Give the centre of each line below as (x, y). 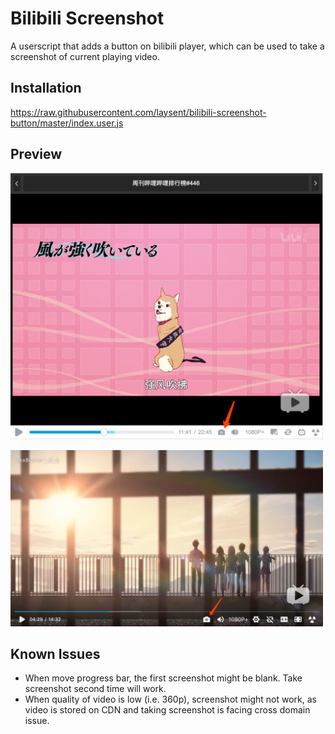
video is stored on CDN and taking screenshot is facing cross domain (167, 710)
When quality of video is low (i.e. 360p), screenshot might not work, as (171, 699)
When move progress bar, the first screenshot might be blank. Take (163, 678)
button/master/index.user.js (67, 123)
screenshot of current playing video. (85, 56)
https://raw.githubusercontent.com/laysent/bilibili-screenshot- (138, 112)
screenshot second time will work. (95, 689)
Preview (36, 154)
